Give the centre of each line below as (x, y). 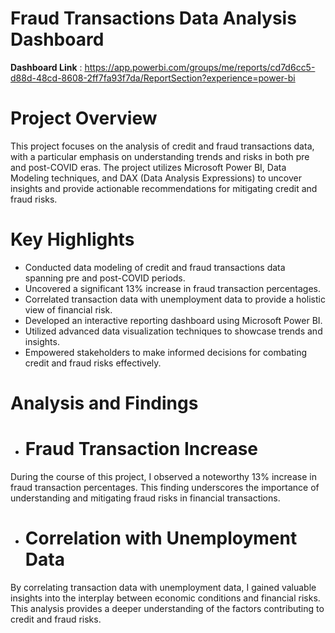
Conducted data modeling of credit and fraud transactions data (155, 267)
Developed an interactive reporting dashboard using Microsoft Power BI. (173, 320)
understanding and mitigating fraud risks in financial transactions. (145, 498)
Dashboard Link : (46, 67)
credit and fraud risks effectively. (93, 363)
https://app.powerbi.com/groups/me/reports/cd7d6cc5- (200, 67)
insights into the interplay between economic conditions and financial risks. (165, 598)
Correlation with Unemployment (161, 538)
